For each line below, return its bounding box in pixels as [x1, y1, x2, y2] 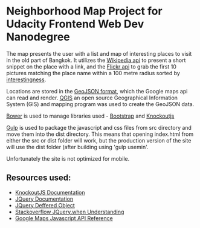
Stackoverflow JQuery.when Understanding [15, 208, 124, 215]
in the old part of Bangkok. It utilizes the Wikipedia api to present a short [6, 56, 186, 64]
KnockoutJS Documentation [15, 189, 86, 196]
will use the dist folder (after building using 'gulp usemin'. [6, 143, 149, 150]
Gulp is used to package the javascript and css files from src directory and [6, 124, 192, 131]
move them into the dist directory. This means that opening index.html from [6, 130, 194, 138]
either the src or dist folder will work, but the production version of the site [6, 136, 192, 144]
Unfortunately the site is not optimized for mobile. [6, 155, 130, 162]
